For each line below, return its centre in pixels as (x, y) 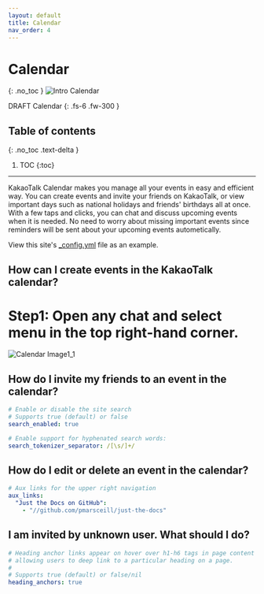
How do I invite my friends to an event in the (117, 379)
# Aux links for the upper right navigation (82, 488)
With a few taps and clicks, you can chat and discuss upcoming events (123, 213)
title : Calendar (35, 23)
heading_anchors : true (45, 583)
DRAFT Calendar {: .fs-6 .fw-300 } (64, 106)
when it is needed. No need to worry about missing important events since (129, 221)
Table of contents (52, 131)
